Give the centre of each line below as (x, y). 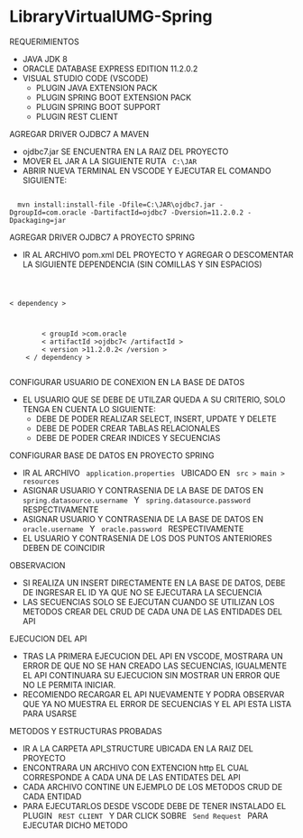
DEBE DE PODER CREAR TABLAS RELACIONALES (128, 428)
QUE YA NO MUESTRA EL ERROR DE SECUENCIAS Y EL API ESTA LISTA (156, 704)
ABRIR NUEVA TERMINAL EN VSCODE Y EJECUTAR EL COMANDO (147, 170)
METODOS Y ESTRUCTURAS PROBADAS (86, 731)
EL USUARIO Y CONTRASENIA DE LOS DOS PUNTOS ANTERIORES (147, 538)
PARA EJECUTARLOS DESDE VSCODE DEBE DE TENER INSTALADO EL (154, 806)
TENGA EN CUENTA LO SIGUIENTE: (89, 409)
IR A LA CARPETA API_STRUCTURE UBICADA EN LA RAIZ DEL (138, 748)
